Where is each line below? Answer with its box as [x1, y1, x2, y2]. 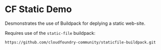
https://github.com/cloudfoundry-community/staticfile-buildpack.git [5, 39, 156, 45]
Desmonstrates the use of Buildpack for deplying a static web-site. [5, 20, 146, 26]
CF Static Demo [5, 4, 72, 15]
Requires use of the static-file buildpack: [5, 30, 96, 36]
